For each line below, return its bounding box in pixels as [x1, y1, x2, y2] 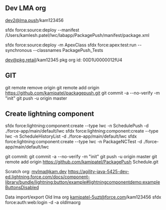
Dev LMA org [5, 4, 46, 12]
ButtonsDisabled [5, 185, 39, 191]
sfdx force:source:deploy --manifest [5, 27, 80, 33]
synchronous [5, 47, 32, 53]
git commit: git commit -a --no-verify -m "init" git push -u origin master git [5, 154, 158, 160]
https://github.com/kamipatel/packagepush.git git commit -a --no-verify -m [5, 90, 160, 96]
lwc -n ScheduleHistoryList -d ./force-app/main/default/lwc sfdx [5, 133, 137, 139]
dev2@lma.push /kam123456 [5, 17, 64, 23]
